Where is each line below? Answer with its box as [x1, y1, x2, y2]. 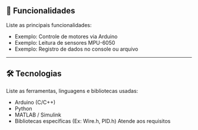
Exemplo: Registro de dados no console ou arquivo [14, 45, 138, 52]
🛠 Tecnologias [6, 69, 62, 79]
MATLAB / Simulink [14, 111, 62, 118]
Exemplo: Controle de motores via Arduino [14, 33, 118, 40]
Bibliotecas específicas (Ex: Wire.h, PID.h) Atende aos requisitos [14, 117, 171, 124]
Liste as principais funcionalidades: [6, 21, 92, 28]
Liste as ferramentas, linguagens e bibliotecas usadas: [6, 87, 138, 94]
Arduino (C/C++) [14, 98, 56, 106]
